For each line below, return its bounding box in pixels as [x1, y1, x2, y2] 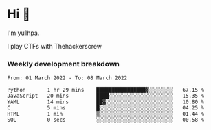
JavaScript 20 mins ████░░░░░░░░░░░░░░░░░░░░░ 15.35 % [7, 92, 205, 100]
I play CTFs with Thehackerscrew [7, 42, 102, 50]
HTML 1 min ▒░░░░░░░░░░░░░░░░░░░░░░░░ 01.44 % [7, 111, 205, 118]
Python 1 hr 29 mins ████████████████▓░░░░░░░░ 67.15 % [7, 87, 205, 94]
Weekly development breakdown [7, 59, 120, 68]
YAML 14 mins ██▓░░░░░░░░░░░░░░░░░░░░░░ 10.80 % [7, 99, 205, 105]
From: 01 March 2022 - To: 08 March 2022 [7, 75, 128, 81]
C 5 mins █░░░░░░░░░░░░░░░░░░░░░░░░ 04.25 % [7, 105, 205, 112]
